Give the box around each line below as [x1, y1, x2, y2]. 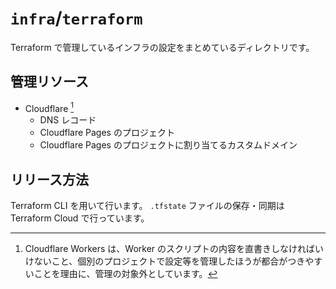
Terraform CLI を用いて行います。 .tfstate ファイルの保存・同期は [10, 200, 285, 212]
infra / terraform [10, 7, 143, 30]
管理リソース [10, 73, 89, 91]
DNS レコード [39, 114, 97, 126]
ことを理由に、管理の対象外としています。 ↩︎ [33, 268, 218, 280]
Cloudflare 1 [24, 100, 74, 114]
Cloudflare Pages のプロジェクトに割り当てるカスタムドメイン [39, 139, 298, 151]
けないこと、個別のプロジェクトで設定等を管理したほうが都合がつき [24, 255, 306, 267]
